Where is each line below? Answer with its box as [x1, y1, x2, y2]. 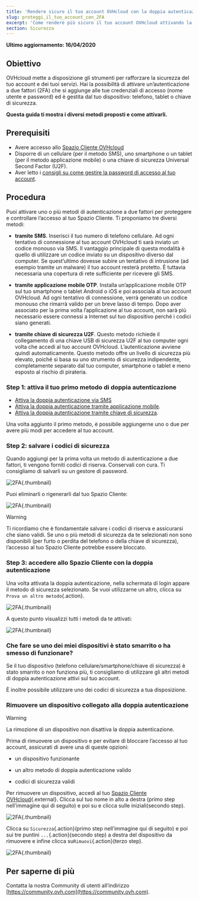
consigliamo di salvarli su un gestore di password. [6, 468, 129, 475]
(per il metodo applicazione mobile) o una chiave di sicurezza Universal [14, 156, 190, 163]
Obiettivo [6, 59, 41, 69]
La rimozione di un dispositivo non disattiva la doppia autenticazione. [6, 726, 175, 733]
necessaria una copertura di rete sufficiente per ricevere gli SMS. [14, 270, 174, 277]
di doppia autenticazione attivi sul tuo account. [6, 674, 120, 681]
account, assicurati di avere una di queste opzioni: [6, 744, 129, 751]
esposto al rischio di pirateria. [14, 368, 88, 375]
